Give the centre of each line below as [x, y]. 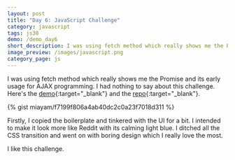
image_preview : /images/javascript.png [65, 53]
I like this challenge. [36, 149]
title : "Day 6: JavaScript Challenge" [64, 20]
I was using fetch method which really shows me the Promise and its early [114, 79]
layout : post [26, 14]
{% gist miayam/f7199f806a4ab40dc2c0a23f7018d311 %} [91, 107]
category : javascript [39, 26]
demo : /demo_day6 [33, 40]
